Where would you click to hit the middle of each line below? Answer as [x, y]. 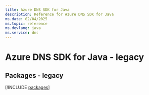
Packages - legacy [34, 75]
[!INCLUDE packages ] [27, 87]
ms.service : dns [22, 33]
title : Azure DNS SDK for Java [37, 10]
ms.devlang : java [23, 28]
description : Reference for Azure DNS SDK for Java [59, 14]
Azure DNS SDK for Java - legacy [75, 57]
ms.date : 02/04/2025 [26, 19]
